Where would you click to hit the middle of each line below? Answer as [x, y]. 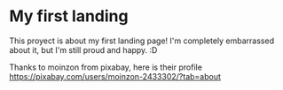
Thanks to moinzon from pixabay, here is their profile [106, 67]
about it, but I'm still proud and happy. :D [83, 49]
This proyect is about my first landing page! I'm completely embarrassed [142, 41]
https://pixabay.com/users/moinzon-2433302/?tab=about [115, 76]
